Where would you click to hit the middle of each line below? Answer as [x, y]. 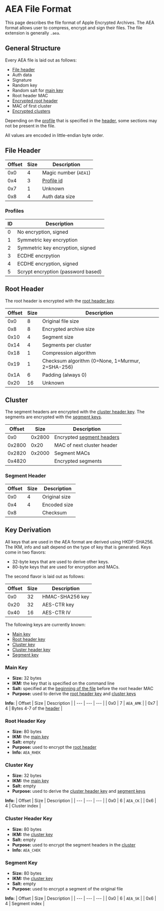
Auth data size [59, 196]
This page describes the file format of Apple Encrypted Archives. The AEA [80, 22]
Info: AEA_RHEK [26, 752]
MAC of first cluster [32, 106]
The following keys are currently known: [45, 625]
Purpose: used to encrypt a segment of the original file [67, 889]
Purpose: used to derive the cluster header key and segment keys [79, 791]
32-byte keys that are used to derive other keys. [61, 562]
